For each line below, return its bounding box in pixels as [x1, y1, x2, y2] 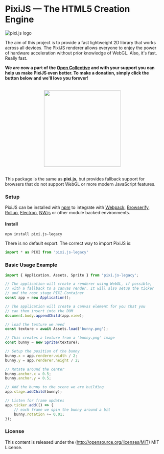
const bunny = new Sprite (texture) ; [5, 340, 80, 345]
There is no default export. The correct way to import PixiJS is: [5, 240, 132, 246]
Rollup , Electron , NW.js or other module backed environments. [5, 210, 131, 216]
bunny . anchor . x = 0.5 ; [5, 371, 51, 376]
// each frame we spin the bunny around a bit [14, 407, 111, 412]
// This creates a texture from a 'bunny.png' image [5, 335, 115, 340]
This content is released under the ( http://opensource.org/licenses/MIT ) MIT [5, 439, 160, 445]
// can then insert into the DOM [5, 308, 73, 313]
